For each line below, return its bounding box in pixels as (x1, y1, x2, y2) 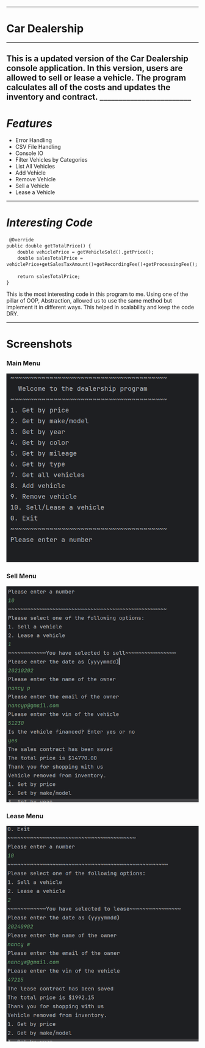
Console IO (15, 149, 44, 157)
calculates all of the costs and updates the (6, 82, 171, 92)
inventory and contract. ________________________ (6, 92, 192, 102)
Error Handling (15, 137, 52, 144)
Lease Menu (6, 812, 44, 820)
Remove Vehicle (15, 176, 56, 183)
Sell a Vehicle (15, 182, 49, 190)
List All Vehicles (15, 163, 56, 170)
